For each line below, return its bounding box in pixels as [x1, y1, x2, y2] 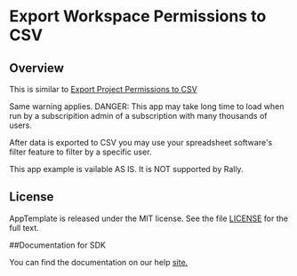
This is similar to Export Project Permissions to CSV [9, 84, 197, 94]
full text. [9, 222, 39, 233]
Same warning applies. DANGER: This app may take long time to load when [9, 101, 285, 112]
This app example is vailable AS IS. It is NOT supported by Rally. [9, 164, 244, 174]
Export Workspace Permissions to [9, 6, 267, 27]
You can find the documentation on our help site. [9, 256, 189, 267]
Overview [9, 60, 65, 75]
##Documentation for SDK [9, 240, 107, 250]
